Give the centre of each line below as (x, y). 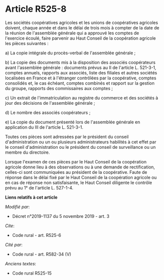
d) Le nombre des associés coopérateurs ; (48, 112)
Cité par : (14, 245)
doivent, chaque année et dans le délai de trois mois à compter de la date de (82, 27)
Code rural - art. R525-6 (36, 235)
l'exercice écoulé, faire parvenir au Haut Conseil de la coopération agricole (81, 38)
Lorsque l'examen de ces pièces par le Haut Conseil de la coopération (76, 162)
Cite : (10, 226)
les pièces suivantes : (27, 43)
